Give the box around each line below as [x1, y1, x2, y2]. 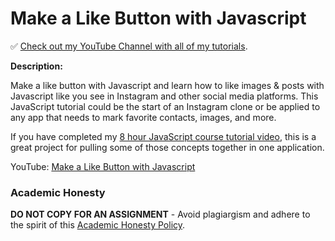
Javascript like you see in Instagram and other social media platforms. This [10, 90, 319, 102]
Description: [10, 60, 63, 72]
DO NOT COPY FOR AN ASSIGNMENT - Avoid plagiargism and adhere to [10, 208, 311, 221]
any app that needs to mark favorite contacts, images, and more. [10, 111, 277, 123]
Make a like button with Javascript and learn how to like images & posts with [10, 79, 325, 91]
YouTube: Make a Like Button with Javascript [10, 160, 196, 172]
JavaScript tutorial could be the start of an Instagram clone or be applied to [10, 100, 321, 112]
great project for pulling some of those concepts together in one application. [10, 141, 325, 153]
